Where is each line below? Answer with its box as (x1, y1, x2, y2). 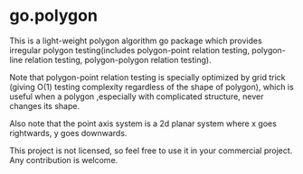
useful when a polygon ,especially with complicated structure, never (9, 91, 264, 102)
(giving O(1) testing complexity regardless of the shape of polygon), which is (9, 81, 294, 92)
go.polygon (9, 5, 98, 26)
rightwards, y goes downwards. (9, 127, 128, 138)
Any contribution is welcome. (9, 154, 118, 165)
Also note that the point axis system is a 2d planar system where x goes (9, 118, 278, 129)
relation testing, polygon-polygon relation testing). (24, 54, 212, 65)
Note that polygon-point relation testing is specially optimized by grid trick (9, 71, 286, 82)
